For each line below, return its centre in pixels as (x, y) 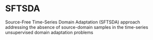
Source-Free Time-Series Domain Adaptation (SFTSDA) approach (73, 22)
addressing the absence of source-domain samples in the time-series (77, 27)
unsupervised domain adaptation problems (49, 32)
